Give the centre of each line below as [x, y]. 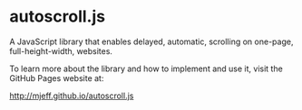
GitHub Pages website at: [57, 78]
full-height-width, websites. [61, 50]
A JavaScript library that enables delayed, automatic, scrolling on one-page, [151, 41]
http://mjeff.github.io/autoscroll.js [72, 96]
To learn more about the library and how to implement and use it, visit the [146, 69]
